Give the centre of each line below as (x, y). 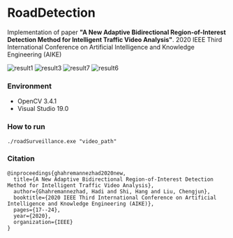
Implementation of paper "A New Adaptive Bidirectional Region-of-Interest (117, 32)
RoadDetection (51, 13)
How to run (26, 127)
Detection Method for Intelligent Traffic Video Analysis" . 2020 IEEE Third (115, 39)
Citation (21, 158)
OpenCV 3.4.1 (37, 101)
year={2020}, (32, 216)
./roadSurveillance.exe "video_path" (62, 141)
